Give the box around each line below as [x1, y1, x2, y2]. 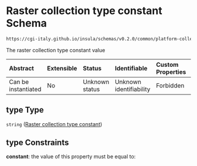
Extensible [46, 64, 77, 72]
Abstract [9, 64, 34, 72]
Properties [156, 67, 186, 76]
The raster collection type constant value [6, 46, 106, 53]
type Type [6, 105, 44, 115]
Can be [9, 77, 29, 86]
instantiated [9, 85, 42, 93]
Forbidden [156, 81, 185, 89]
